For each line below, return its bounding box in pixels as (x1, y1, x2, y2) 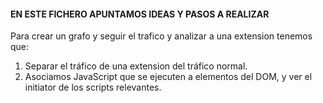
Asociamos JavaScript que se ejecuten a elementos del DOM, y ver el (24, 71, 313, 83)
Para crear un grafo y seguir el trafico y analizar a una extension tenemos (10, 30, 313, 42)
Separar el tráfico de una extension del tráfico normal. (24, 60, 248, 72)
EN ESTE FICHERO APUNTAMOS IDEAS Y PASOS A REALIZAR (10, 8, 270, 20)
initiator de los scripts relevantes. (24, 81, 162, 94)
